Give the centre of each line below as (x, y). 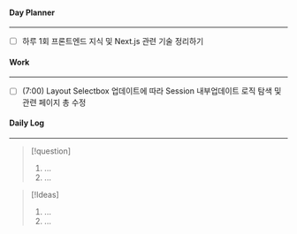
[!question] (51, 151)
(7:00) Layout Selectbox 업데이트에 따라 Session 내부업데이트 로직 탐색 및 (152, 91)
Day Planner (32, 12)
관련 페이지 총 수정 (54, 102)
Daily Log (27, 123)
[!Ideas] (45, 194)
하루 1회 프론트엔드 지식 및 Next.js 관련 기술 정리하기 (113, 42)
